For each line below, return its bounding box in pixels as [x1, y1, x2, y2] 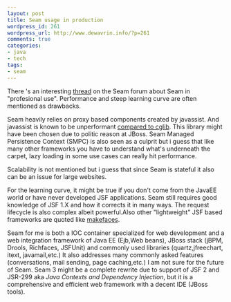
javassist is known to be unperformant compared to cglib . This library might [7, 122, 223, 131]
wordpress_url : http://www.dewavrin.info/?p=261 [7, 29, 150, 37]
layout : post [7, 10, 45, 17]
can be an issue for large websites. [7, 172, 107, 180]
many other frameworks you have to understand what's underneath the [7, 144, 211, 153]
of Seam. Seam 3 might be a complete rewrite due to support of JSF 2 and [7, 265, 220, 274]
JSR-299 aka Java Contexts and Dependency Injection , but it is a [7, 272, 194, 281]
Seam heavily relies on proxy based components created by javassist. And [7, 115, 219, 123]
